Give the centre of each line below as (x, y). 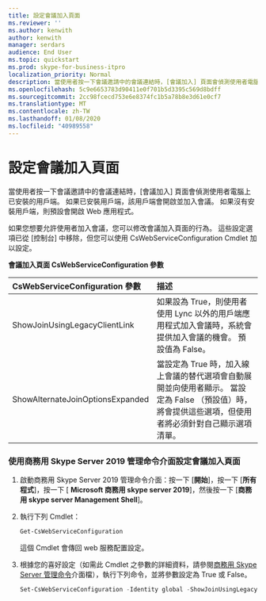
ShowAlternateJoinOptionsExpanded (81, 399)
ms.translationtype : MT (47, 104)
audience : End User (40, 52)
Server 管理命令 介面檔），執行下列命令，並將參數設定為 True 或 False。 (135, 574)
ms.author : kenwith (40, 30)
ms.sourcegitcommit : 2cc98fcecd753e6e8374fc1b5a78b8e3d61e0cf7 (115, 97)
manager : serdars (37, 45)
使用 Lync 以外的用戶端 (200, 313)
